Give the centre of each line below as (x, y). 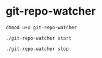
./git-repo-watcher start (38, 38)
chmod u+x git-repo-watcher (42, 27)
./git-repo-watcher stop (37, 49)
